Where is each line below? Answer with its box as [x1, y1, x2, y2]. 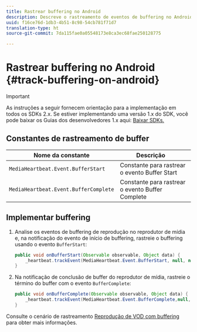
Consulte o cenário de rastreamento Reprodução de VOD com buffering [6, 313, 180, 320]
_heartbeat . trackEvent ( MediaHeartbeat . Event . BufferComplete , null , [25, 297, 191, 303]
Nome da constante [33, 151, 90, 159]
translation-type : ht [6, 25, 59, 31]
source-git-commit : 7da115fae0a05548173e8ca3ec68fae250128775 [6, 31, 161, 36]
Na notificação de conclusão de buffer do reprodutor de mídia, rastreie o [14, 274, 191, 281]
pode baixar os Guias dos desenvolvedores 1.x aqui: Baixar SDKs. [6, 117, 165, 124]
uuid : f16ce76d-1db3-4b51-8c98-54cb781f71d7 [6, 19, 117, 25]
